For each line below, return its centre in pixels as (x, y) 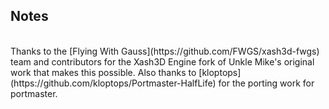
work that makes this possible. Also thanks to (103, 72)
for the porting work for (266, 83)
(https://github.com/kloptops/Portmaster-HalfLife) (113, 83)
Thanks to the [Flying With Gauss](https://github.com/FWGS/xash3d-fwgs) (165, 51)
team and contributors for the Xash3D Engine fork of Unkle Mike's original (162, 61)
